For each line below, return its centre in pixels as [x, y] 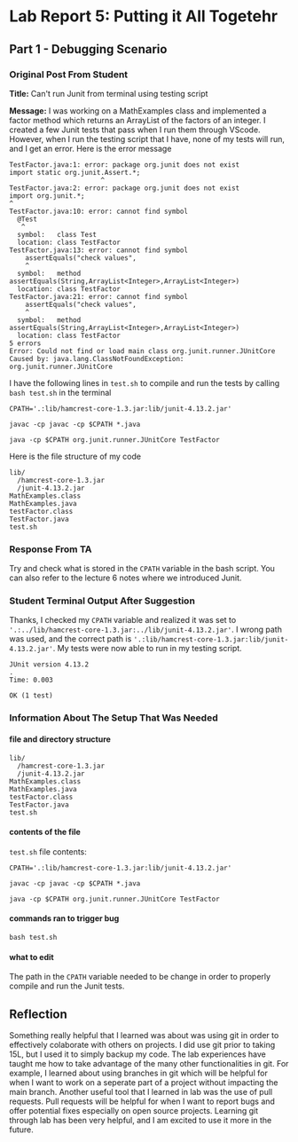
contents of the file [45, 832]
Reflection [39, 1014]
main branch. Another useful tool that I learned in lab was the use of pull [141, 1092]
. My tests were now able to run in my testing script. [147, 649]
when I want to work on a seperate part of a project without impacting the [144, 1083]
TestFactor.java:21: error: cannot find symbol [99, 296]
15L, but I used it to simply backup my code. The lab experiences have [137, 1054]
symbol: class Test [57, 234]
